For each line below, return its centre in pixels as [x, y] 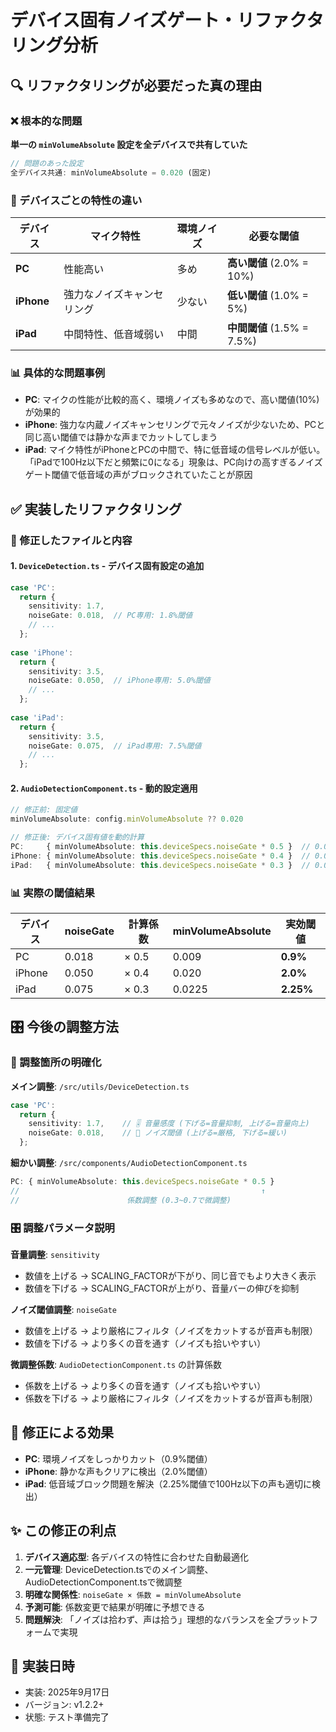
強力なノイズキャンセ [113, 294]
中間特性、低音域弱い [114, 334]
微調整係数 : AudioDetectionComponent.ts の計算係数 [116, 1364]
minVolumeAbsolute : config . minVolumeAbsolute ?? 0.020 [127, 819]
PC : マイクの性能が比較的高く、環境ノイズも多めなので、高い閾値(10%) [172, 400]
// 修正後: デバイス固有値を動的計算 [77, 837]
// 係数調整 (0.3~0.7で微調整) [121, 1200]
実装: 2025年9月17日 [67, 1692]
